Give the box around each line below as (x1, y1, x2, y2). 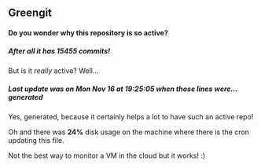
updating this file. (8, 135, 64, 144)
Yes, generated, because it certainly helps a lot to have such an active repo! (8, 111, 254, 121)
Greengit (8, 6, 53, 20)
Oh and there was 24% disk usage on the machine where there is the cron (8, 127, 250, 137)
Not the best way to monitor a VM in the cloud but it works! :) (8, 151, 206, 160)
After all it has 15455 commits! (8, 46, 111, 56)
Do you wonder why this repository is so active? (8, 27, 169, 38)
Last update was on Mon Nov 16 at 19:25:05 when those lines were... (8, 84, 238, 93)
